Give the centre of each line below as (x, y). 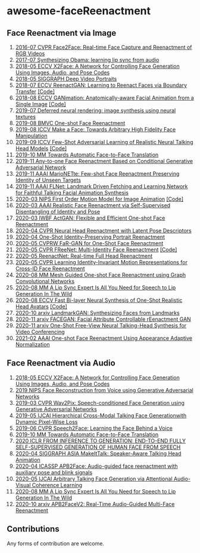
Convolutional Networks (45, 281)
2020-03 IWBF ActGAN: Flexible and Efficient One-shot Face (90, 218)
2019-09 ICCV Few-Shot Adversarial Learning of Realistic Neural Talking (104, 142)
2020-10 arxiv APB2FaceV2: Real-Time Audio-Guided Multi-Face (95, 504)
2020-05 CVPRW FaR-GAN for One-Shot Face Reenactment (89, 243)
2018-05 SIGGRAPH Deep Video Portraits (66, 79)
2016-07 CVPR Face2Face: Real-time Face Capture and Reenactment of (104, 47)
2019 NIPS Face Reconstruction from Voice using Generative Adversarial (104, 390)
